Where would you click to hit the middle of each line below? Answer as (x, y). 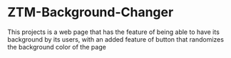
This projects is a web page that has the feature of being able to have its (113, 32)
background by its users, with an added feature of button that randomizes (116, 39)
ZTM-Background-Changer (91, 12)
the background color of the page (57, 47)
